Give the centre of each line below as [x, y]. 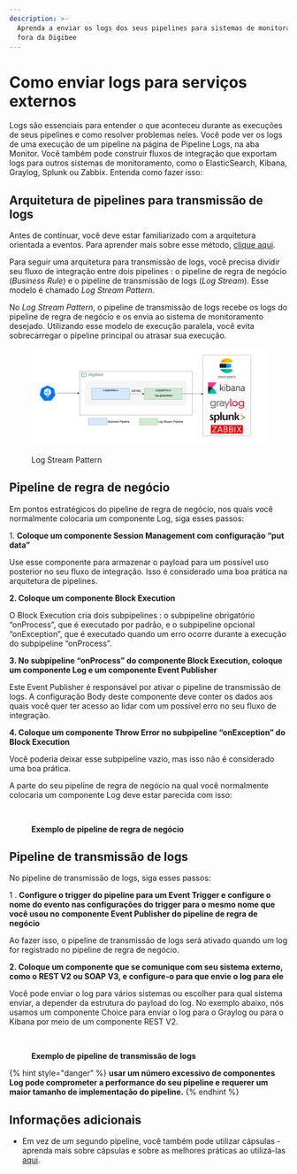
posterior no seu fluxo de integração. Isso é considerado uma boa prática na [148, 572]
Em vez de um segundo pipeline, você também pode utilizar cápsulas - [151, 1141]
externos [43, 101]
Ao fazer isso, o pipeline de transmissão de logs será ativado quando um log [148, 940]
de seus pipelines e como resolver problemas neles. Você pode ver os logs [146, 135]
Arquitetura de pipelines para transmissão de [136, 200]
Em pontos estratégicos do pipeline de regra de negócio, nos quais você [141, 509]
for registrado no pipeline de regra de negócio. [94, 950]
